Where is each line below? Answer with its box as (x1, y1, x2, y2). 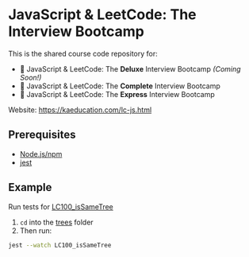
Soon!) (19, 72, 42, 82)
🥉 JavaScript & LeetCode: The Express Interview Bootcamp (19, 89, 216, 99)
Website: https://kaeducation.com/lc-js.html (8, 105, 152, 115)
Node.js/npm (19, 149, 63, 158)
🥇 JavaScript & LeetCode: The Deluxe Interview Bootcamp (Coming (19, 64, 241, 73)
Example (8, 181, 52, 194)
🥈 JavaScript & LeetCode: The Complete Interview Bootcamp (19, 81, 220, 91)
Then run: (19, 225, 52, 236)
